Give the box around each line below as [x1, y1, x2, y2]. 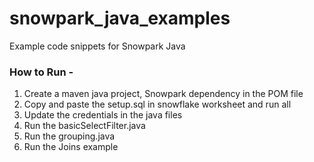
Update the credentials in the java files [23, 109, 183, 121]
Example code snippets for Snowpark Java [9, 40, 186, 52]
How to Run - [9, 65, 74, 79]
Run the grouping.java [23, 130, 116, 142]
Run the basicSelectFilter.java [23, 120, 146, 132]
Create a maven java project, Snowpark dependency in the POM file [23, 88, 304, 100]
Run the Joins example [23, 141, 119, 153]
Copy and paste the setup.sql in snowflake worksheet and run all [23, 98, 292, 111]
